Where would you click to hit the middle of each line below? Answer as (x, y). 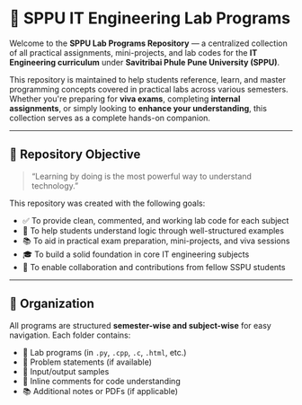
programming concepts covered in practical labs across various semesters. (149, 89)
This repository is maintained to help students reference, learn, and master (147, 79)
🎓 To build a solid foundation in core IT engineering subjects (136, 254)
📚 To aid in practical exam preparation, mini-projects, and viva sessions (156, 241)
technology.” (55, 185)
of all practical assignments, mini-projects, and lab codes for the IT (133, 52)
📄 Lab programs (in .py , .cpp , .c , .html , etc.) (104, 352)
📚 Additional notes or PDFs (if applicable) (100, 391)
